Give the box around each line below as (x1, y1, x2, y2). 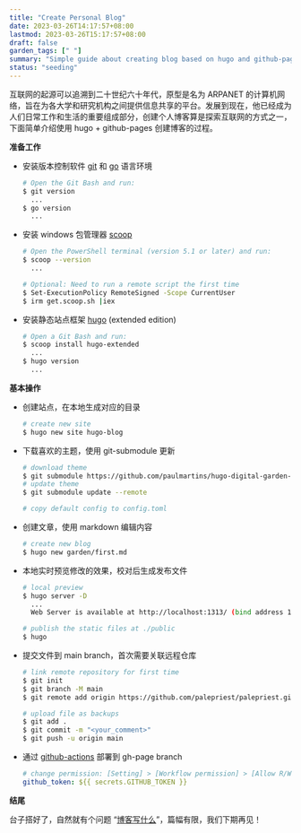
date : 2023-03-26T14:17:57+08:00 (9, 22, 134, 30)
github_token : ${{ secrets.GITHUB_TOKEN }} (21, 777, 188, 786)
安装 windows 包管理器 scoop (21, 230, 133, 240)
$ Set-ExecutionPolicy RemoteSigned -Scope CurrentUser (21, 288, 236, 297)
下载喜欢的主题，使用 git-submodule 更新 (21, 445, 176, 456)
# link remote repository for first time (21, 668, 179, 677)
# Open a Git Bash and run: (21, 332, 127, 341)
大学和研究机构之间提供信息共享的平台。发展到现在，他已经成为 (56, 100, 292, 110)
